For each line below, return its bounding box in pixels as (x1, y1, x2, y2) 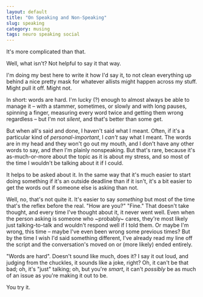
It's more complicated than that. (6, 48, 86, 55)
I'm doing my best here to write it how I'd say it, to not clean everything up (6, 72, 192, 79)
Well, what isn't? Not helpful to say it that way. (6, 60, 121, 67)
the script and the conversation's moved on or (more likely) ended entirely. (6, 241, 193, 249)
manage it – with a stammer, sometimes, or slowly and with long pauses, (6, 102, 187, 110)
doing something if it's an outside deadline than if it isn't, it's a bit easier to (6, 178, 192, 185)
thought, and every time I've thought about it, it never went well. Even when (6, 209, 195, 216)
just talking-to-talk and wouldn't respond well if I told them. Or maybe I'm (6, 222, 189, 229)
